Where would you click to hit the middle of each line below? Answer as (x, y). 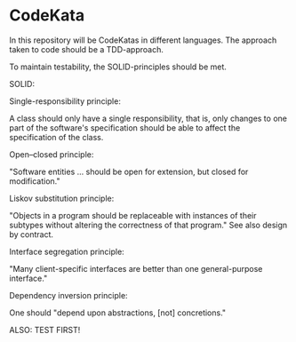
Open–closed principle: (52, 154)
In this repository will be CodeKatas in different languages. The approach (143, 40)
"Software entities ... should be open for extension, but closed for (129, 171)
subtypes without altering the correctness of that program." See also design (148, 225)
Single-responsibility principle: (65, 101)
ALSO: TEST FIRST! (45, 330)
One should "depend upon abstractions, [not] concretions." (118, 313)
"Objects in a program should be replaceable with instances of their (133, 215)
